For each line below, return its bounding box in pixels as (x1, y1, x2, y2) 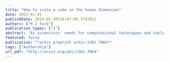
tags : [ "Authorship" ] (5, 44, 51, 49)
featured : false (5, 35, 40, 40)
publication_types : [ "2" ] (5, 26, 60, 31)
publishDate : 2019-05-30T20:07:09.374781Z (5, 16, 96, 21)
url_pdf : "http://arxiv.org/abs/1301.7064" (5, 49, 99, 54)
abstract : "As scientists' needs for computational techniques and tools (5, 30, 165, 35)
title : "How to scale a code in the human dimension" (5, 7, 122, 12)
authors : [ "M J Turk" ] (5, 21, 53, 26)
